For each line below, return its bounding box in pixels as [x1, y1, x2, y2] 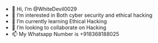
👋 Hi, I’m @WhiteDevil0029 [11, 6, 77, 12]
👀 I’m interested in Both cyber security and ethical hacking [11, 12, 153, 19]
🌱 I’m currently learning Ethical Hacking [11, 18, 107, 24]
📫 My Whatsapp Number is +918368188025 [11, 31, 119, 37]
